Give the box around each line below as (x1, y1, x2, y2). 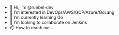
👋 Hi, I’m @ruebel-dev (9, 5, 54, 10)
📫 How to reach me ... (9, 25, 55, 30)
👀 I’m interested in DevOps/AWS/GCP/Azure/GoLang (9, 9, 115, 15)
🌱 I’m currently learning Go (9, 15, 63, 20)
